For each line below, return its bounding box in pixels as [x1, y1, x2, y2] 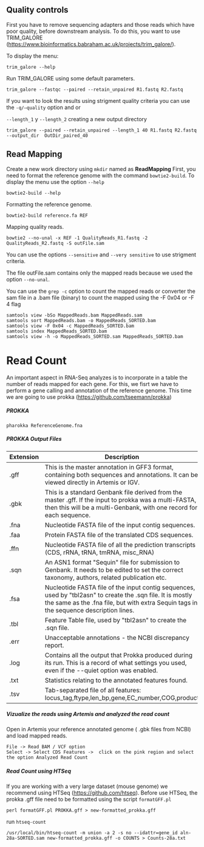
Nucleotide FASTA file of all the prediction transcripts [44, 540, 196, 549]
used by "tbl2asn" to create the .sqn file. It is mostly [44, 591, 192, 599]
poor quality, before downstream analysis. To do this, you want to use [6, 27, 181, 35]
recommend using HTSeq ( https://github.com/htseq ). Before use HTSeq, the [6, 789, 198, 796]
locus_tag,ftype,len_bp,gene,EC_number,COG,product [44, 694, 199, 702]
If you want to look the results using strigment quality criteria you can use [6, 97, 190, 104]
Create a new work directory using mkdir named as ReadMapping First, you [6, 165, 196, 172]
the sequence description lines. [44, 606, 135, 614]
